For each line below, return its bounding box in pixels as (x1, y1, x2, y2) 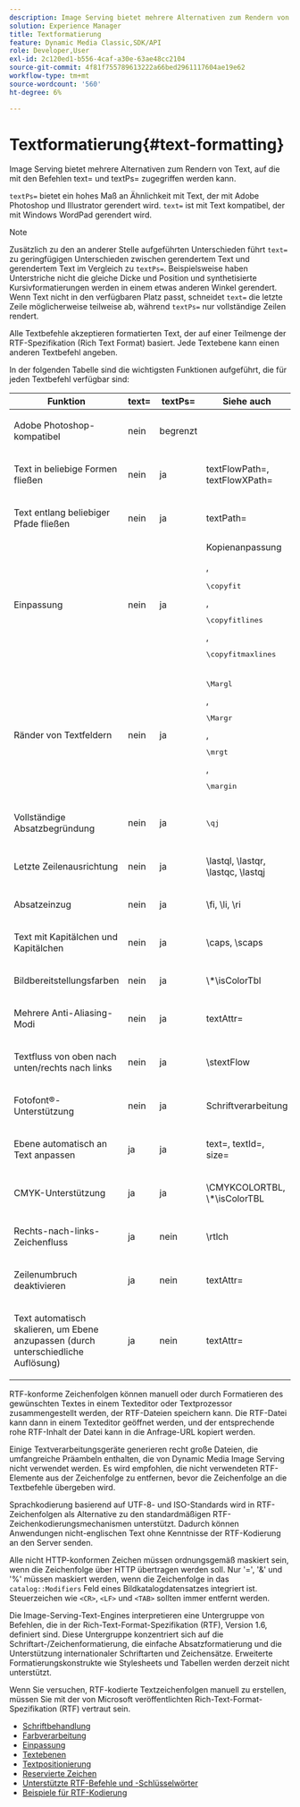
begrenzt (159, 425, 198, 437)
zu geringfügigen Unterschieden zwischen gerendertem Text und (9, 254, 250, 265)
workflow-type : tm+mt (9, 72, 90, 81)
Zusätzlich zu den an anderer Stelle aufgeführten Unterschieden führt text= (9, 244, 288, 255)
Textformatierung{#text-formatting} (9, 134, 285, 155)
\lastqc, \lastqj (205, 866, 266, 878)
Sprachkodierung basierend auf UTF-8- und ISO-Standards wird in (9, 1499, 255, 1510)
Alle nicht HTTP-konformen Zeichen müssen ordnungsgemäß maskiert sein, (9, 1555, 289, 1565)
